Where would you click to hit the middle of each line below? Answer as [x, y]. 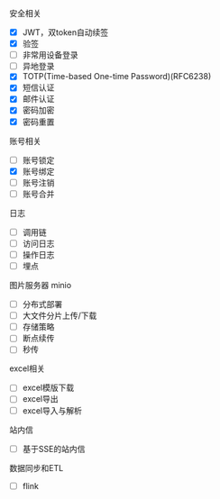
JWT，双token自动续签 [65, 32]
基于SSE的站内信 [54, 449]
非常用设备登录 [50, 55]
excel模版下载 [48, 388]
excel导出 [40, 399]
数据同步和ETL [37, 467]
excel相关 [27, 368]
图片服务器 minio [41, 286]
